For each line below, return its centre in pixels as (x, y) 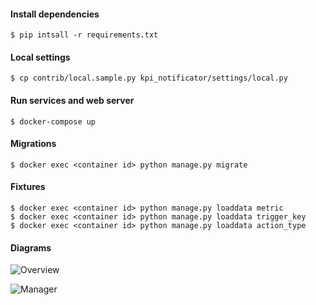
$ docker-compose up (53, 121)
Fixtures (28, 187)
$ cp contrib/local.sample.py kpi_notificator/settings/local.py (149, 78)
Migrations (33, 144)
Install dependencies (55, 14)
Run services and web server (72, 100)
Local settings (40, 57)
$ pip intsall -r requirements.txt (84, 35)
